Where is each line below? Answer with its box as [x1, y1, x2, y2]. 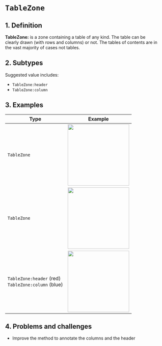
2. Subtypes [5, 59, 43, 67]
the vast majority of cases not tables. [5, 45, 80, 50]
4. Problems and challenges [5, 322, 92, 331]
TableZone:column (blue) [7, 281, 63, 288]
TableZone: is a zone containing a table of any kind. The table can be [5, 34, 146, 40]
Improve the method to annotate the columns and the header [12, 335, 135, 341]
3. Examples [5, 101, 43, 109]
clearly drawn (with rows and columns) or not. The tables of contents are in [5, 39, 158, 45]
